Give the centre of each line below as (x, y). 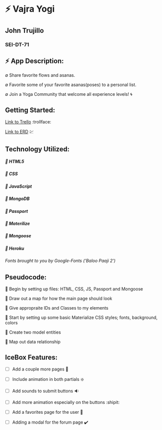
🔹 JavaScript (19, 186)
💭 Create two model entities (33, 332)
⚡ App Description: (35, 61)
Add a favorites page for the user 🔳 (47, 412)
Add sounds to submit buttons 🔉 (46, 391)
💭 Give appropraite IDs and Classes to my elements (57, 308)
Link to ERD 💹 (20, 132)
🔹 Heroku (15, 248)
